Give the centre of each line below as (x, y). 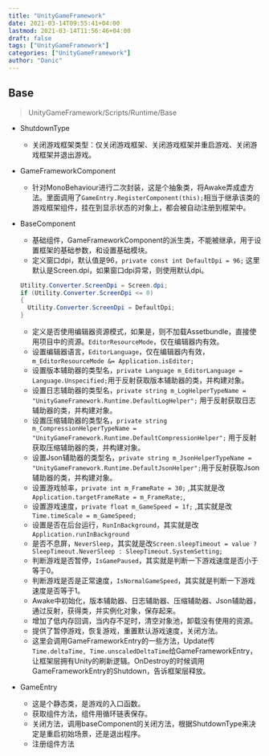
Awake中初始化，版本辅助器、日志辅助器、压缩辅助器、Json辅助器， (146, 601)
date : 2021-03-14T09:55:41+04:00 (64, 23)
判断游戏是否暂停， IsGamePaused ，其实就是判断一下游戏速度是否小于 (145, 561)
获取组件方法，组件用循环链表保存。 (92, 714)
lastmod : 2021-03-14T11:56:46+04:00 (69, 31)
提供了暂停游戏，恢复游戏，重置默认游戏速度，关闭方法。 (127, 631)
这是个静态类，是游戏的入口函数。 (88, 704)
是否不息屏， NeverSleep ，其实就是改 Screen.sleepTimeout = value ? (144, 544)
